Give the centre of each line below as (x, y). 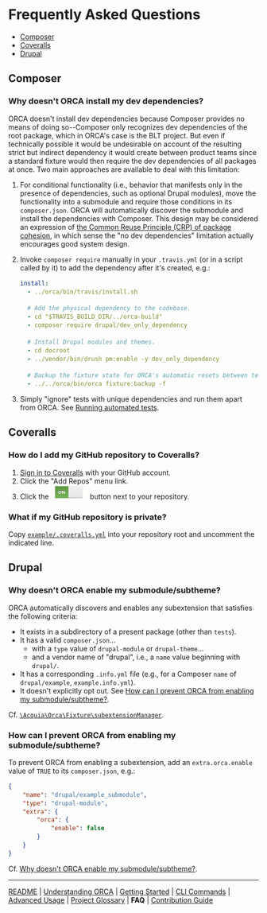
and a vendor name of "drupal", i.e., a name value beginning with (136, 657)
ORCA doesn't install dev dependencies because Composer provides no (126, 118)
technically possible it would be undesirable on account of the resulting (125, 144)
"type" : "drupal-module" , (66, 803)
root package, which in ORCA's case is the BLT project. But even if (117, 135)
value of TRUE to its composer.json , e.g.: (72, 771)
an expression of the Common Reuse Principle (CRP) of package (126, 227)
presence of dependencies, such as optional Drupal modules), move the (138, 193)
